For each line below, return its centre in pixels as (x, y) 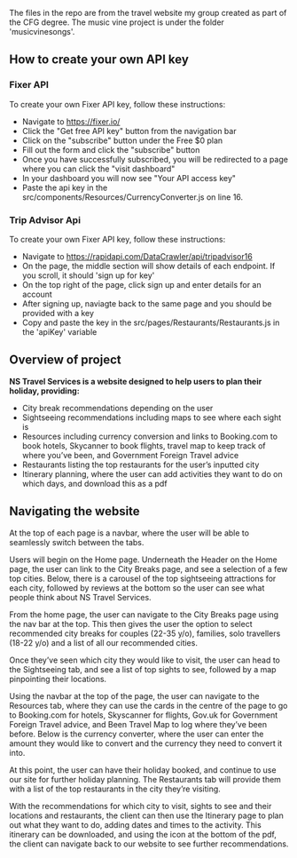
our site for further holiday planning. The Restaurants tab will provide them (145, 779)
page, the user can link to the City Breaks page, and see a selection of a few (148, 568)
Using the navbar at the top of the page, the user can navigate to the (134, 695)
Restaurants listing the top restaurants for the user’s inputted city (141, 465)
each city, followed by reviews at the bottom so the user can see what (137, 588)
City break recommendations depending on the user (117, 408)
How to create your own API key (99, 60)
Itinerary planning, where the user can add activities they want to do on (152, 473)
